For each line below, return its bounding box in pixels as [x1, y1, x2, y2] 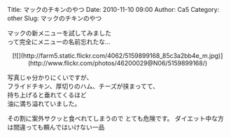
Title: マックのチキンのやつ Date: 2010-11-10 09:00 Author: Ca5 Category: [7, 6, 220, 13]
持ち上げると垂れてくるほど [7, 91, 87, 99]
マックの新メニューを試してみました [7, 29, 112, 37]
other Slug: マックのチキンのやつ [7, 14, 102, 22]
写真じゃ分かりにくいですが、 [7, 73, 93, 82]
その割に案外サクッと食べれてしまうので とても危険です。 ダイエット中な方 [7, 114, 224, 123]
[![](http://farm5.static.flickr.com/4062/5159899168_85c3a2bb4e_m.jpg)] [12, 52, 223, 60]
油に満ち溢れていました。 [7, 100, 81, 107]
